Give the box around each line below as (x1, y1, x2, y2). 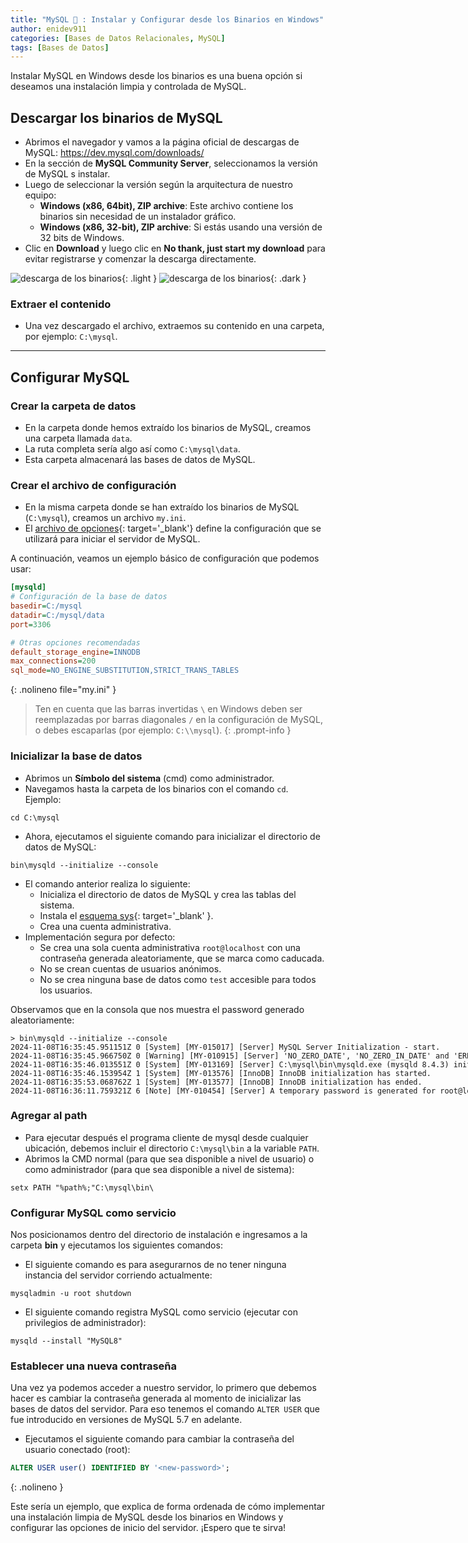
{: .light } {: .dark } (121, 272, 307, 285)
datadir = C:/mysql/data (10, 610, 105, 620)
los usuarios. (39, 984, 93, 996)
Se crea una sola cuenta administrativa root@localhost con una (39, 941, 301, 953)
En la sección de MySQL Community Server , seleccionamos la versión (24, 157, 318, 170)
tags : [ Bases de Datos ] (10, 42, 110, 53)
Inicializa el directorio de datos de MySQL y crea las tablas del (39, 888, 297, 900)
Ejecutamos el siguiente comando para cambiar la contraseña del (24, 1433, 295, 1445)
